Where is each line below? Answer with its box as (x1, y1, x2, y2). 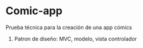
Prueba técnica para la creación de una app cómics (5, 24, 132, 31)
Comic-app (5, 4, 63, 18)
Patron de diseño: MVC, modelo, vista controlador (14, 35, 138, 42)
